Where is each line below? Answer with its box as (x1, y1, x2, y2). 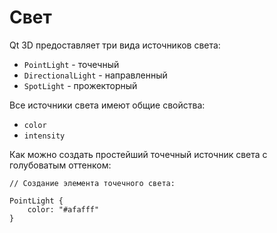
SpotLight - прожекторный (23, 79, 138, 91)
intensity (23, 131, 66, 141)
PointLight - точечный (23, 58, 120, 70)
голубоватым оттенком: (9, 159, 112, 171)
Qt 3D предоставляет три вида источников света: (9, 39, 221, 51)
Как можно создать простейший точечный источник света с (9, 148, 268, 160)
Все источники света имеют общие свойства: (9, 99, 206, 111)
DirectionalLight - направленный (23, 69, 168, 81)
